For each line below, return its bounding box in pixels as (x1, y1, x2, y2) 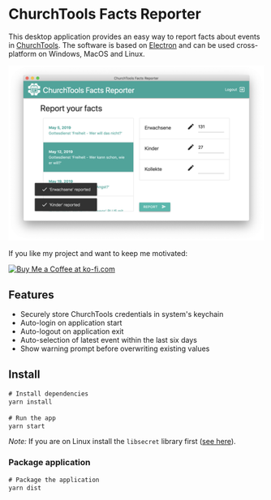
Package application (8, 456, 91, 468)
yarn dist (8, 484, 42, 493)
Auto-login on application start (19, 318, 123, 328)
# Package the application (8, 476, 100, 485)
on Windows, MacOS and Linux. (37, 49, 145, 58)
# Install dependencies (8, 390, 89, 398)
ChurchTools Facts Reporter (8, 5, 201, 24)
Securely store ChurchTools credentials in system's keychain (19, 310, 224, 319)
